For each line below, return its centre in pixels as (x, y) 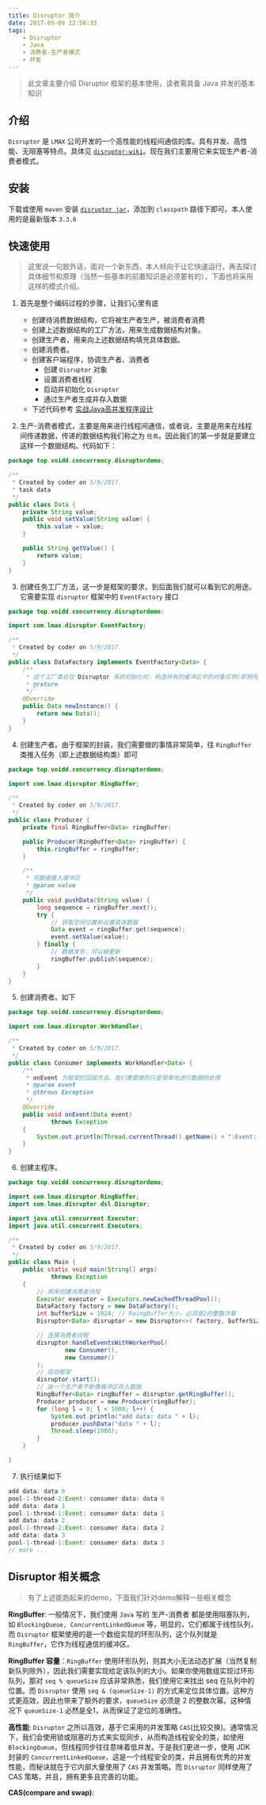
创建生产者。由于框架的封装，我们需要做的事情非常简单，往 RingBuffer (135, 744)
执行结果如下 (40, 1476)
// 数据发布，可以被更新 (85, 952)
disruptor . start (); (69, 1380)
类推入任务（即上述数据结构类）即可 (79, 754)
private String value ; (60, 512)
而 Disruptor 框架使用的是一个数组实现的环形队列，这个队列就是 (113, 1634)
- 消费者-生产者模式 (51, 52)
